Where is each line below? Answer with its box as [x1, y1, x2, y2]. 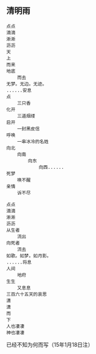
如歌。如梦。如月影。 [6, 253, 51, 259]
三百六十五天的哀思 [6, 291, 47, 297]
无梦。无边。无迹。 [6, 81, 47, 87]
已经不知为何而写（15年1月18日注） [6, 341, 94, 348]
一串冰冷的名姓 [17, 138, 49, 145]
